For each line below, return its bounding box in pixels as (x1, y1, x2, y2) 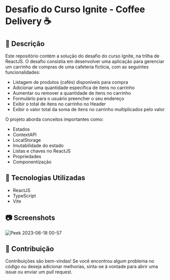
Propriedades (12, 154, 42, 159)
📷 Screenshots (5, 213, 55, 222)
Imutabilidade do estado (12, 142, 64, 148)
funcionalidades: (5, 69, 41, 75)
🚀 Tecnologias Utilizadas (5, 174, 85, 182)
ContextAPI (12, 132, 37, 138)
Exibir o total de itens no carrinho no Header (12, 101, 106, 107)
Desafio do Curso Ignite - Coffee (5, 4, 145, 15)
